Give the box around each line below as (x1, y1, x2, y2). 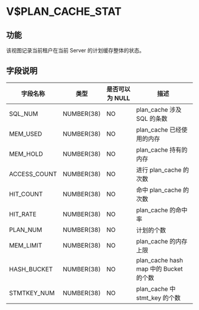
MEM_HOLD (9, 149, 43, 158)
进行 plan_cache (136, 165, 182, 174)
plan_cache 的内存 (136, 237, 188, 245)
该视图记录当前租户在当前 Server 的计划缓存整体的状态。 (6, 47, 145, 54)
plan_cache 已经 (136, 126, 182, 134)
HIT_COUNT (9, 190, 43, 198)
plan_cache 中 (136, 284, 176, 293)
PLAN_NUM (9, 226, 43, 234)
